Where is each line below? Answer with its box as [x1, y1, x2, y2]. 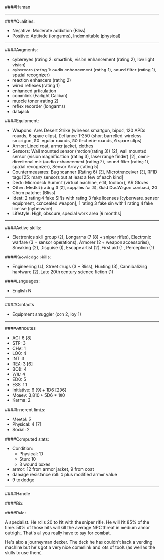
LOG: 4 [12, 350, 27, 356]
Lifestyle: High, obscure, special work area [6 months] [12, 210, 122, 216]
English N [12, 288, 32, 293]
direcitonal [12, 159, 34, 164]
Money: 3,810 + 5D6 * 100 [12, 392, 65, 398]
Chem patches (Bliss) [12, 190, 56, 195]
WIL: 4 [12, 372, 26, 377]
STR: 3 [12, 340, 26, 346]
